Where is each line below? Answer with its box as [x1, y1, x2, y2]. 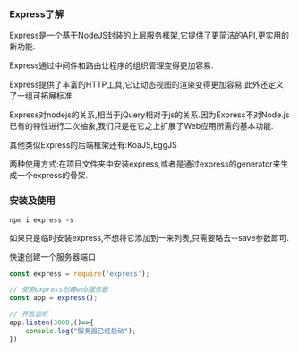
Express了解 [9, 7, 64, 20]
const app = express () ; [9, 294, 98, 303]
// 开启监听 [9, 310, 49, 319]
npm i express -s [9, 215, 74, 225]
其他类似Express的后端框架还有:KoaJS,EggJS [9, 140, 177, 150]
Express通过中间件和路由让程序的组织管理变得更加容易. [9, 60, 214, 71]
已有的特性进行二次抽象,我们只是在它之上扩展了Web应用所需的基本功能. [9, 121, 274, 132]
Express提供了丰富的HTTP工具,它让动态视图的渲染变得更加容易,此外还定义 [9, 79, 285, 90]
